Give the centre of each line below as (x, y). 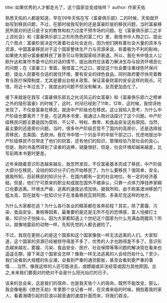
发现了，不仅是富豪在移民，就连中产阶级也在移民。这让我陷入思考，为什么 (81, 110)
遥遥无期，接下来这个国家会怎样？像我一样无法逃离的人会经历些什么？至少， (83, 254)
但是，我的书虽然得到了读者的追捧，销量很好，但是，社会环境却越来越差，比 (83, 147)
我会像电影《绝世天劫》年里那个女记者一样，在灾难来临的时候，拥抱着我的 (81, 289)
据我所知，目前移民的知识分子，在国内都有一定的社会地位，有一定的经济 (79, 176)
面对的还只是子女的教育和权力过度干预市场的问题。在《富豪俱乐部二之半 (88, 30)
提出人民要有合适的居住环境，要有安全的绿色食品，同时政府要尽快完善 (85, 74)
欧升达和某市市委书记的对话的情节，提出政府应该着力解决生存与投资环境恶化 (83, 62)
